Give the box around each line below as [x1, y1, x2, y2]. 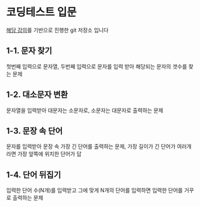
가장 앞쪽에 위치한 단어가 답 [17, 151, 82, 158]
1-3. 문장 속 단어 [6, 125, 63, 136]
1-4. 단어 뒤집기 [6, 169, 61, 180]
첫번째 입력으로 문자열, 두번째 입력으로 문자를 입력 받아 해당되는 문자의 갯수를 [6, 62, 187, 70]
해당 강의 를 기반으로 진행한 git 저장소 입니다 [6, 26, 109, 34]
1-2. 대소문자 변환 [6, 89, 68, 100]
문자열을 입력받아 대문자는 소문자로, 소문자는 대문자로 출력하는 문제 [6, 106, 163, 114]
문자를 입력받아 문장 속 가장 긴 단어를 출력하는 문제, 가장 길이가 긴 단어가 [6, 143, 176, 150]
